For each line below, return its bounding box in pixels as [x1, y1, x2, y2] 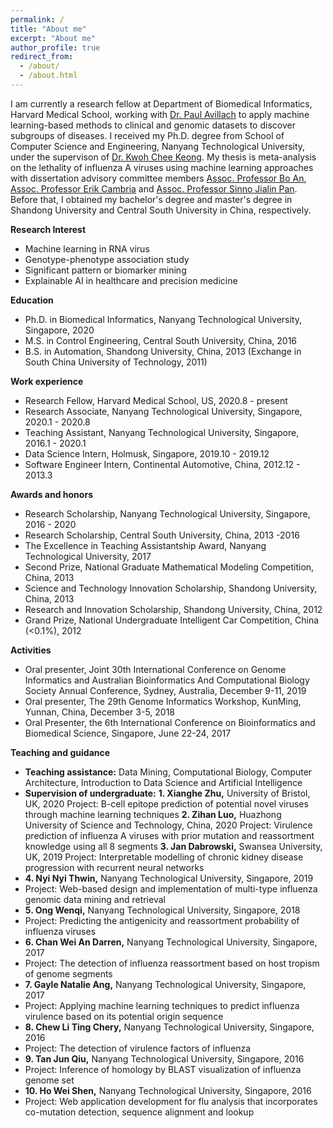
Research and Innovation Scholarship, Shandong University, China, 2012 [24, 603, 323, 615]
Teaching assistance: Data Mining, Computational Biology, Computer [24, 766, 313, 778]
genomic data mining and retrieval [24, 893, 166, 905]
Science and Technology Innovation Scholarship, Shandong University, [24, 582, 318, 594]
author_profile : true [10, 42, 101, 53]
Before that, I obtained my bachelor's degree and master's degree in [10, 193, 293, 205]
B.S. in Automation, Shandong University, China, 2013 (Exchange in [24, 345, 302, 357]
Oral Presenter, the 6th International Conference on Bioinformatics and [24, 716, 316, 728]
